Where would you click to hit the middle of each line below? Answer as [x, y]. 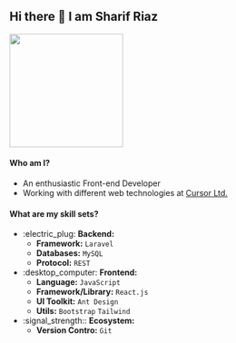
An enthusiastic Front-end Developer [91, 183]
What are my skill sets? [54, 213]
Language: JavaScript [78, 282]
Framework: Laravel [75, 244]
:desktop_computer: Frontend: [80, 272]
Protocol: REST [63, 263]
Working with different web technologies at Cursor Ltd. [125, 193]
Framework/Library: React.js [92, 292]
